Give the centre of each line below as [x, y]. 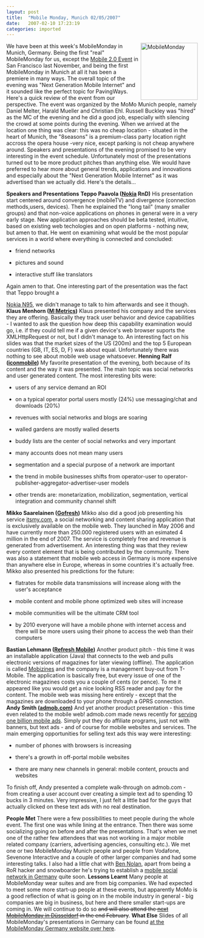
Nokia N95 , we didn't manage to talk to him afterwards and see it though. [98, 304]
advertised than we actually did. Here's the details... [71, 182]
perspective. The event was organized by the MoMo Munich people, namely [102, 105]
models [120, 483]
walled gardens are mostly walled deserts [67, 429]
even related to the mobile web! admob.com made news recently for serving [102, 714]
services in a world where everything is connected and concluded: [90, 239]
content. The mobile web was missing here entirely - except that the [92, 695]
